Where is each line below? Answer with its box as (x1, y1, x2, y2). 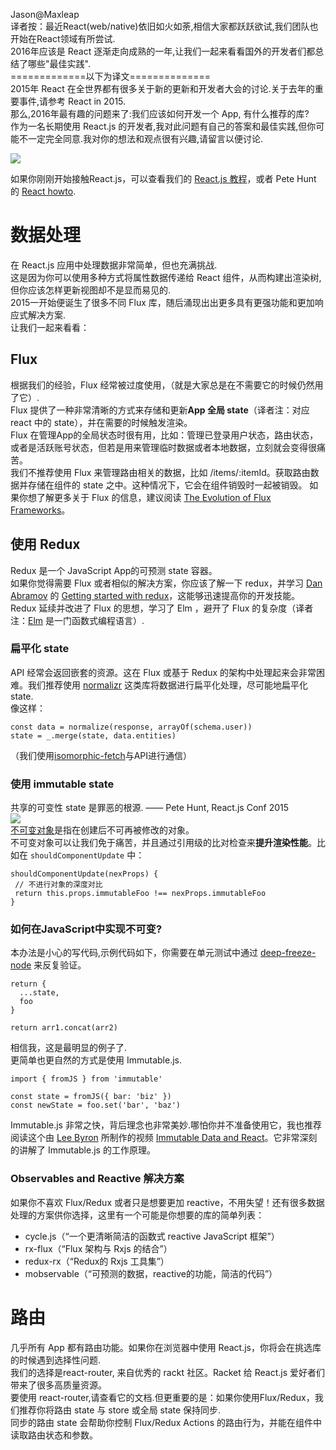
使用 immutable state (10, 777, 115, 791)
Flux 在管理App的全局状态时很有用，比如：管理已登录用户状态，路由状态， (10, 429, 319, 441)
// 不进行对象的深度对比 (14, 880, 103, 890)
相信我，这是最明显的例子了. (10, 1042, 128, 1054)
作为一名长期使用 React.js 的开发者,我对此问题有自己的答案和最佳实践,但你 (10, 120, 317, 132)
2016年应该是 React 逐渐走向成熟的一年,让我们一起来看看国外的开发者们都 (10, 45, 316, 57)
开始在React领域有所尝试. (10, 33, 116, 44)
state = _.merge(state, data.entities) (10, 730, 177, 741)
